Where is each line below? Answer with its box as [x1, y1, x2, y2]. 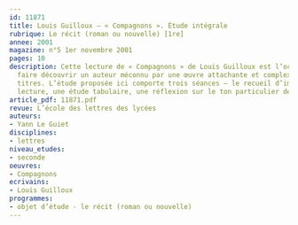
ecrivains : [9, 178, 50, 187]
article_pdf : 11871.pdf [9, 95, 98, 105]
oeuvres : [9, 161, 42, 170]
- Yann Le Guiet [9, 120, 69, 129]
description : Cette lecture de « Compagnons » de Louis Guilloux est [9, 63, 272, 72]
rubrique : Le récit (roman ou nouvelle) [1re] [9, 29, 184, 38]
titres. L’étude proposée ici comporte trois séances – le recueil [17, 79, 272, 88]
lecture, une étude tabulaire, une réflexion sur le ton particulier [17, 87, 279, 96]
